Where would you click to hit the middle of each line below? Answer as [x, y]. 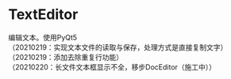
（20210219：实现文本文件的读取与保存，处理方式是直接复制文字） [118, 47]
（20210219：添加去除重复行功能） [66, 57]
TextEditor [43, 15]
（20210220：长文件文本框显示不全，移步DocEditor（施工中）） [112, 67]
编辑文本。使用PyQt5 [43, 37]
